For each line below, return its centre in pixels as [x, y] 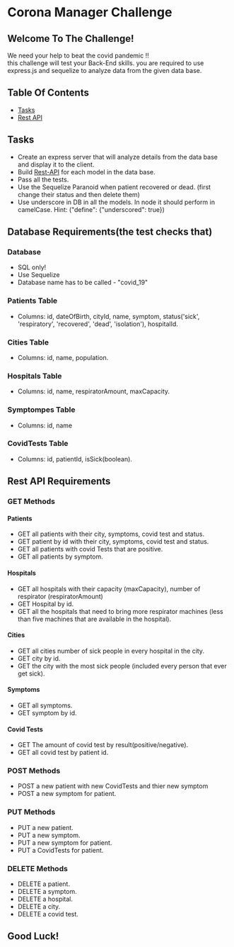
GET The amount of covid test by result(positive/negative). [103, 745]
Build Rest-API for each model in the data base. [86, 172]
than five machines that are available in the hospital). [94, 619]
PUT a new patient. [46, 827]
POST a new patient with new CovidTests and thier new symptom [113, 786]
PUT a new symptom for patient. [65, 842]
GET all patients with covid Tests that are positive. [90, 549]
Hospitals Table [35, 376]
